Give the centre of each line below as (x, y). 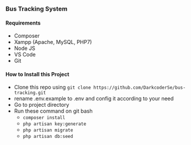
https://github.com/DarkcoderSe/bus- (139, 88)
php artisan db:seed (48, 137)
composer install (44, 118)
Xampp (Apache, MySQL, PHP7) (53, 42)
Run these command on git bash (53, 111)
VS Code (25, 55)
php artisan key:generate (54, 124)
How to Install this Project (38, 74)
